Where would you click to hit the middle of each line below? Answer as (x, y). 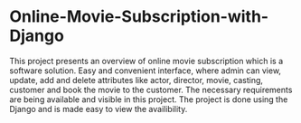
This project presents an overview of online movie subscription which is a (146, 61)
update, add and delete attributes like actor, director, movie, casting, (136, 80)
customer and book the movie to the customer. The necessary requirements (151, 90)
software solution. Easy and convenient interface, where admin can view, (146, 71)
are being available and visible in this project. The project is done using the (149, 99)
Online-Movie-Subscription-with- (139, 17)
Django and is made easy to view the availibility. (99, 109)
